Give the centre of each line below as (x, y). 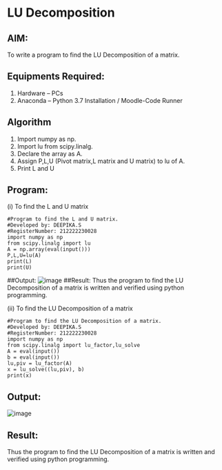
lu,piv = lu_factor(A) (40, 364)
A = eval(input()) (33, 351)
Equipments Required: (56, 76)
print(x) (20, 376)
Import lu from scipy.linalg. (55, 146)
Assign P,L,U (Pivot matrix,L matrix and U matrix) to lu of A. (101, 161)
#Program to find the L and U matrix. (63, 219)
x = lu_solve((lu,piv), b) (46, 370)
